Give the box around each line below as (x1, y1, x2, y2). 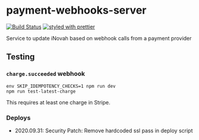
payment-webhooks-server (6, 4, 147, 17)
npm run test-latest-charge (6, 88, 76, 94)
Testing (6, 52, 35, 62)
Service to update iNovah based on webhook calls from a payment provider (6, 34, 192, 42)
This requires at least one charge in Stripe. (6, 98, 111, 106)
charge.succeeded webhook (6, 69, 85, 78)
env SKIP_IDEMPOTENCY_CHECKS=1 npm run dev (6, 83, 116, 89)
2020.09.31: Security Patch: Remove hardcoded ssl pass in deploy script (14, 127, 193, 134)
